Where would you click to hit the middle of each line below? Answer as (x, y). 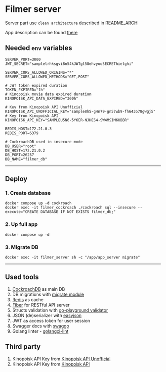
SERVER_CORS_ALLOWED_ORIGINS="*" (40, 72)
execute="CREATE (22, 212)
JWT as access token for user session (51, 320)
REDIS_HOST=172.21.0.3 (28, 129)
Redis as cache (28, 299)
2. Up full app (21, 224)
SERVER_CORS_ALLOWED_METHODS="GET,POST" (47, 77)
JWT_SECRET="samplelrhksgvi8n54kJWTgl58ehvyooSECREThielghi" (69, 64)
